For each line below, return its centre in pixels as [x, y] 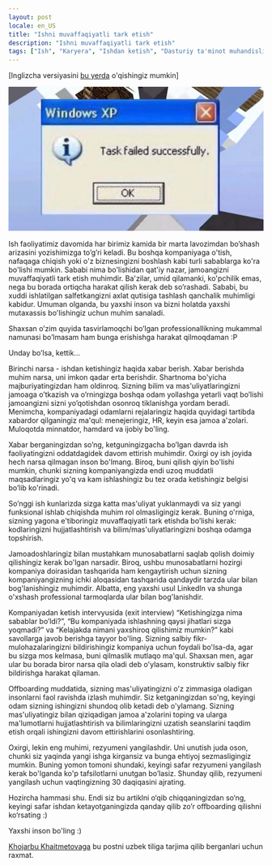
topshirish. [26, 538]
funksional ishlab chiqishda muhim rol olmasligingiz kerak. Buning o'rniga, [132, 512]
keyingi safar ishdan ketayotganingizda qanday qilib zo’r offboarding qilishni [135, 806]
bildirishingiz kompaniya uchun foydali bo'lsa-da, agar [163, 647]
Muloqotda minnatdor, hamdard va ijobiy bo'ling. [89, 429]
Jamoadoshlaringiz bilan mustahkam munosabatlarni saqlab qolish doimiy [132, 554]
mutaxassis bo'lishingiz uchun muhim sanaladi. [87, 312]
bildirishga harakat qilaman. [55, 673]
